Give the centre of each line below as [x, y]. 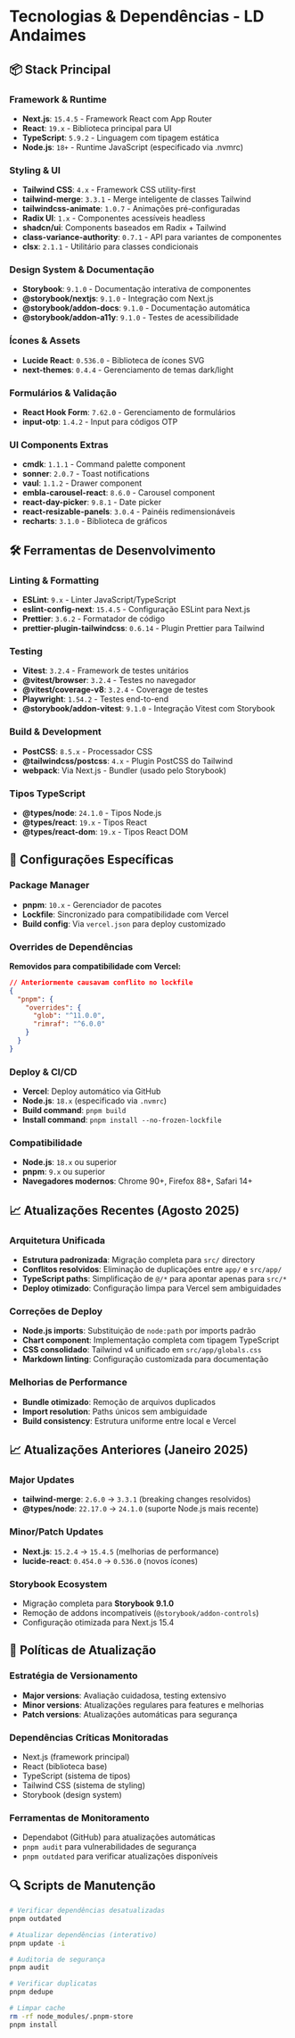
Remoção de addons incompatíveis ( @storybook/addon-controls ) [140, 1612]
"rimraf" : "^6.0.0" [69, 1024]
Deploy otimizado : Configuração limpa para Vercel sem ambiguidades [152, 1288]
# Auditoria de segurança [57, 1959]
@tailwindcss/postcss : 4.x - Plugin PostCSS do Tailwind [127, 761]
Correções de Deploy [56, 1311]
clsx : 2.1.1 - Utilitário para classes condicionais [110, 246]
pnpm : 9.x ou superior [63, 1172]
